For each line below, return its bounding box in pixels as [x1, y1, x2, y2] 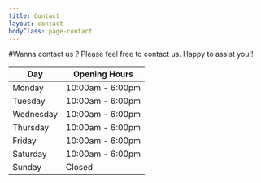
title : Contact [8, 11, 60, 20]
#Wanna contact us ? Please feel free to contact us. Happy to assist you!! [8, 50, 254, 59]
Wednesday [12, 109, 59, 120]
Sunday [12, 162, 42, 173]
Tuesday [12, 95, 46, 107]
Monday [12, 82, 45, 94]
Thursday [12, 122, 50, 133]
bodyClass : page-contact [8, 27, 93, 35]
